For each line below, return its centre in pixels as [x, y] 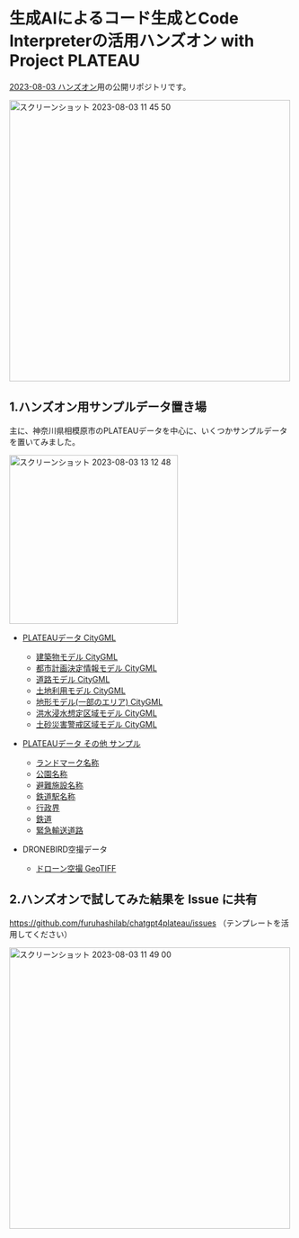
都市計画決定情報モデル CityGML [96, 668]
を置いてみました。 [45, 441]
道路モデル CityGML [73, 679]
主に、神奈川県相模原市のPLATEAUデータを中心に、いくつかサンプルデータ [149, 430]
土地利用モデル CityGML [80, 691]
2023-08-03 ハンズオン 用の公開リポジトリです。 [100, 86]
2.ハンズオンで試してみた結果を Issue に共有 [133, 900]
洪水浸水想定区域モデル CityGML [96, 713]
